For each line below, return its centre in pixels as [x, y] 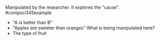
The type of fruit [30, 33]
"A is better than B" [33, 23]
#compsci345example [29, 13]
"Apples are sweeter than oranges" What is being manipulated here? [84, 28]
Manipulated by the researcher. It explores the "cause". [63, 7]
